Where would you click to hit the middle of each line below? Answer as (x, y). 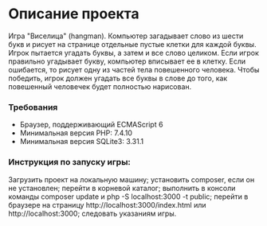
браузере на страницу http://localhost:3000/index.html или (107, 205)
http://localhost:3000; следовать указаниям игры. (92, 213)
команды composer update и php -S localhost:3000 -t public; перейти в (128, 197)
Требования (33, 107)
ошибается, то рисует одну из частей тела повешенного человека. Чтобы (134, 69)
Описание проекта (74, 14)
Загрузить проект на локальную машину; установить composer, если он (132, 179)
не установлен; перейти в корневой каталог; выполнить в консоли (122, 188)
